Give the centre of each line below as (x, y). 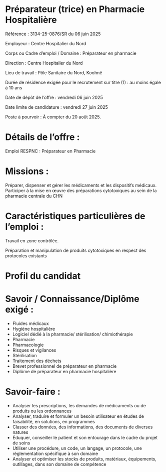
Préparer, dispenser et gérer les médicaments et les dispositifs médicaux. (81, 185)
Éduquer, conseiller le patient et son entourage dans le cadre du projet (85, 437)
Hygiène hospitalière (34, 329)
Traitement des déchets (37, 361)
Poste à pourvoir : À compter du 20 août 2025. (53, 117)
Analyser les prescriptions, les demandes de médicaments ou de (79, 405)
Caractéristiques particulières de (75, 216)
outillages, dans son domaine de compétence (59, 464)
